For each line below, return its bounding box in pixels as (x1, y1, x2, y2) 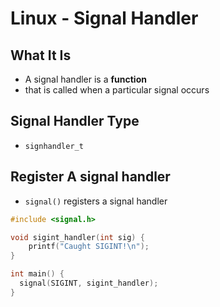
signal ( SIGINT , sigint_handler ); (19, 278, 159, 288)
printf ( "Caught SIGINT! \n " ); (28, 242, 150, 252)
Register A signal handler (10, 168, 171, 186)
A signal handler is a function (24, 73, 147, 85)
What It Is (10, 47, 72, 64)
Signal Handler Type (10, 113, 140, 130)
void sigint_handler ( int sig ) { (10, 232, 145, 242)
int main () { (10, 269, 65, 279)
